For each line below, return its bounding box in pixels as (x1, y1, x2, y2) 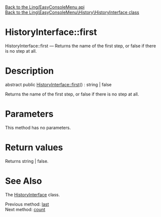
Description (5, 65, 54, 77)
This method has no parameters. (5, 124, 71, 130)
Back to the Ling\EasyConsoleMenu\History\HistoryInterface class (5, 9, 139, 15)
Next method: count (5, 206, 46, 212)
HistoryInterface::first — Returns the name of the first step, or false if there (5, 43, 156, 49)
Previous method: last (5, 201, 49, 207)
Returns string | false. (5, 158, 49, 164)
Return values (5, 142, 63, 153)
